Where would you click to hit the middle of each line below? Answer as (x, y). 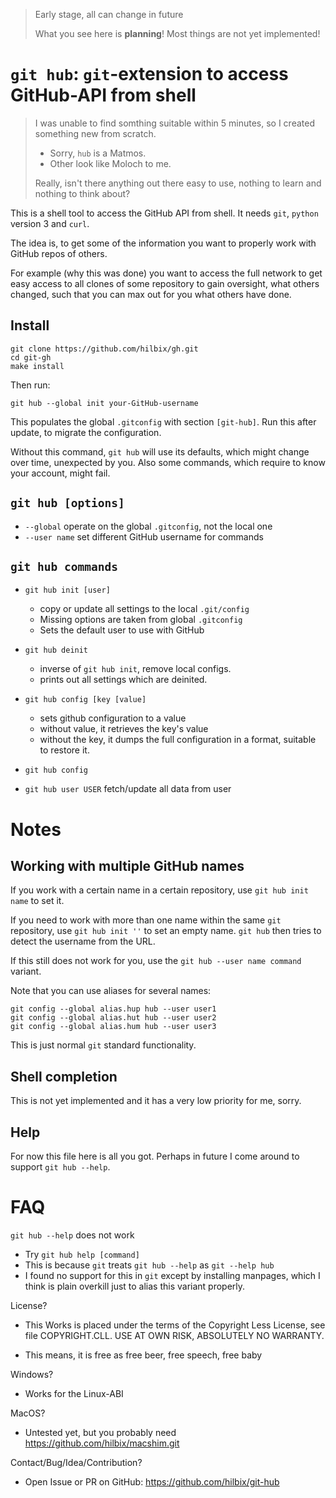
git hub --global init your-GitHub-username (104, 403)
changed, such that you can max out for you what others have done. (151, 294)
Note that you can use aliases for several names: (111, 991)
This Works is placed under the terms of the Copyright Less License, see (175, 1325)
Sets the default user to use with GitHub (122, 630)
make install (37, 366)
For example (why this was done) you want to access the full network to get (166, 273)
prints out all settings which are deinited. (123, 680)
